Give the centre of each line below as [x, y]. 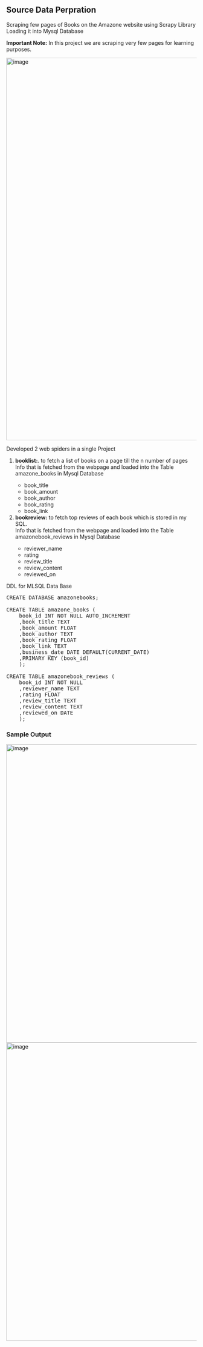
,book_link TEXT [43, 646]
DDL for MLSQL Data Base [39, 586]
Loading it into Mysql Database [45, 31]
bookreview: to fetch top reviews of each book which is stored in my [101, 517]
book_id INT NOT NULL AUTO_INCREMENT [75, 616]
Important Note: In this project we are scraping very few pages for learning [100, 42]
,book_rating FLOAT [48, 640]
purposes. [19, 49]
